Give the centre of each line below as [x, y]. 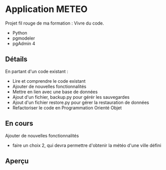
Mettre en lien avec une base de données [55, 92]
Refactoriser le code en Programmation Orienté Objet [67, 108]
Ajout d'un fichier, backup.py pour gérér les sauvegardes [71, 97]
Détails [16, 59]
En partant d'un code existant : [37, 71]
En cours [19, 124]
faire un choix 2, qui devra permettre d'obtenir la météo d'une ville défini [87, 145]
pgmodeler [24, 38]
